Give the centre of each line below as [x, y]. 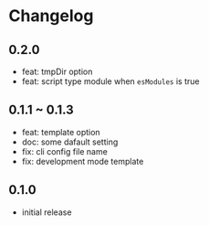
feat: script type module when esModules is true [110, 81]
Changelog [51, 16]
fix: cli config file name [65, 151]
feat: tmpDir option [57, 71]
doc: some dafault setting [70, 142]
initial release [47, 212]
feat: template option [61, 132]
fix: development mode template [83, 161]
